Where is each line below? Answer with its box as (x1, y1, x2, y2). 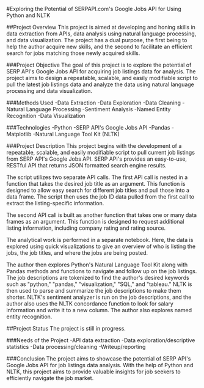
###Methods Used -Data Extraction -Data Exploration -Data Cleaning (6, 99, 181, 106)
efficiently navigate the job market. (6, 375, 94, 381)
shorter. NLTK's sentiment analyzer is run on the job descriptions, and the (6, 293, 192, 301)
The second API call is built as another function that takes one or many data (6, 211, 197, 219)
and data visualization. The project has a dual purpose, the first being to (6, 37, 188, 43)
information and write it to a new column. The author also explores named (6, 307, 192, 313)
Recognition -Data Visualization (6, 112, 86, 119)
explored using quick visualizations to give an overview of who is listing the (6, 243, 196, 250)
